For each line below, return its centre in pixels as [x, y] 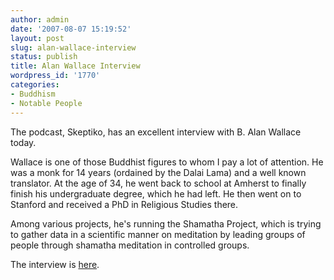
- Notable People [46, 103]
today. [23, 142]
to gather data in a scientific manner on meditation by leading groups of [158, 234]
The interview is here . [55, 264]
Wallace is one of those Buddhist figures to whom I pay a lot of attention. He [167, 162]
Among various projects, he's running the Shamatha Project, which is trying [166, 223]
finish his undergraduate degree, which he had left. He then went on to [156, 193]
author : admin [40, 19]
